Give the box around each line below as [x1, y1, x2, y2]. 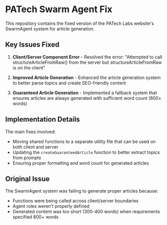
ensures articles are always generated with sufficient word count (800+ [12, 95, 161, 101]
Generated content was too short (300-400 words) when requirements [12, 209, 160, 215]
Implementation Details [5, 115, 80, 124]
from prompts [12, 155, 41, 161]
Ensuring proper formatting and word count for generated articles [12, 160, 149, 166]
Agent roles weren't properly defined [12, 203, 90, 209]
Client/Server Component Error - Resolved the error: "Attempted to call [12, 54, 162, 60]
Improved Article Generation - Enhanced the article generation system [12, 74, 161, 81]
